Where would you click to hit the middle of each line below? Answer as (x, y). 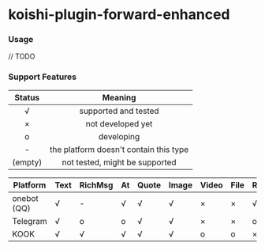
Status (27, 97)
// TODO (22, 56)
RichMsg (96, 185)
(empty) (27, 162)
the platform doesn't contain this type (119, 150)
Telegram (30, 221)
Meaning (119, 97)
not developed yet (119, 123)
